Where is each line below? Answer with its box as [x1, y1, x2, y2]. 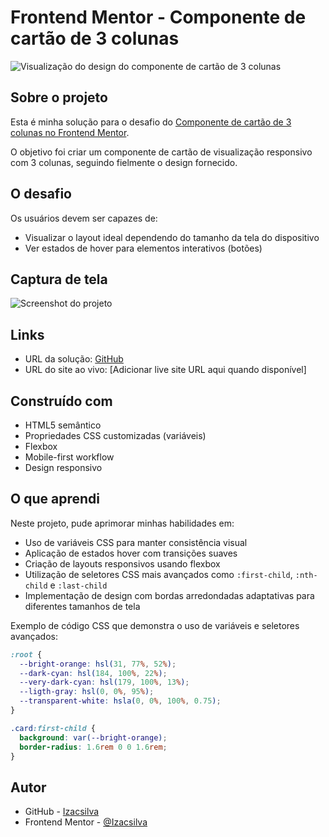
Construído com [10, 392, 113, 410]
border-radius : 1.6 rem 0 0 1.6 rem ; [19, 742, 168, 752]
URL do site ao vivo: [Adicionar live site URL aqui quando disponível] [24, 364, 307, 376]
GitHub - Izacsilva [24, 806, 100, 818]
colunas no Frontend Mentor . [10, 126, 130, 138]
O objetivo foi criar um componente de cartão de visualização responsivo [10, 146, 313, 158]
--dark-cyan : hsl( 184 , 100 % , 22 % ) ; [19, 668, 168, 678]
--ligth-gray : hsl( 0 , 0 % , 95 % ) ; [19, 687, 155, 697]
